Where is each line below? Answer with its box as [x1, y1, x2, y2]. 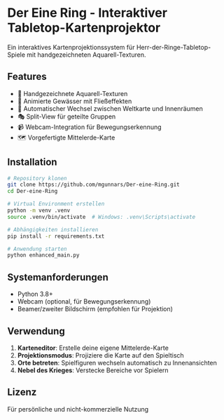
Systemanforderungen [7, 271, 108, 283]
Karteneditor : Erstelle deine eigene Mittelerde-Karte [17, 344, 169, 352]
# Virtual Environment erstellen [7, 201, 105, 208]
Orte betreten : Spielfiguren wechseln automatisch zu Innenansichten [17, 358, 217, 367]
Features [7, 71, 47, 83]
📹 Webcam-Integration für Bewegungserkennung [17, 123, 162, 131]
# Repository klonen [7, 175, 68, 182]
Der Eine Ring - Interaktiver [7, 5, 168, 21]
